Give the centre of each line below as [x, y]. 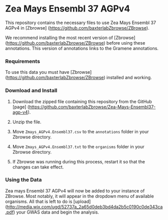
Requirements [23, 61]
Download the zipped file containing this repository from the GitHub [82, 101]
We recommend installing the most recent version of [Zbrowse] [70, 38]
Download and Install [31, 91]
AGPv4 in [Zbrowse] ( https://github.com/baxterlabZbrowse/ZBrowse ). [77, 28]
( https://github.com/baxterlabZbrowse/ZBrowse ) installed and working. [78, 78]
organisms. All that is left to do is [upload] [48, 201]
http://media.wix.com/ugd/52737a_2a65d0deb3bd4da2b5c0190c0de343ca [85, 206]
